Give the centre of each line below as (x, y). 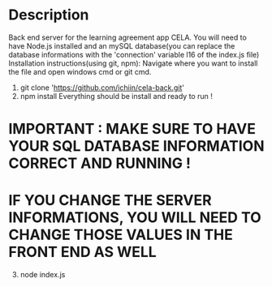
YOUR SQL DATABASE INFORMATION (137, 146)
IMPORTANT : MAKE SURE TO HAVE (132, 129)
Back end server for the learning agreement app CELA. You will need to (128, 37)
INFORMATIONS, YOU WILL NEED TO (135, 218)
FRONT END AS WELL (82, 252)
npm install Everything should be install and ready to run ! (116, 96)
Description (49, 15)
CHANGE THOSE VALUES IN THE (121, 235)
